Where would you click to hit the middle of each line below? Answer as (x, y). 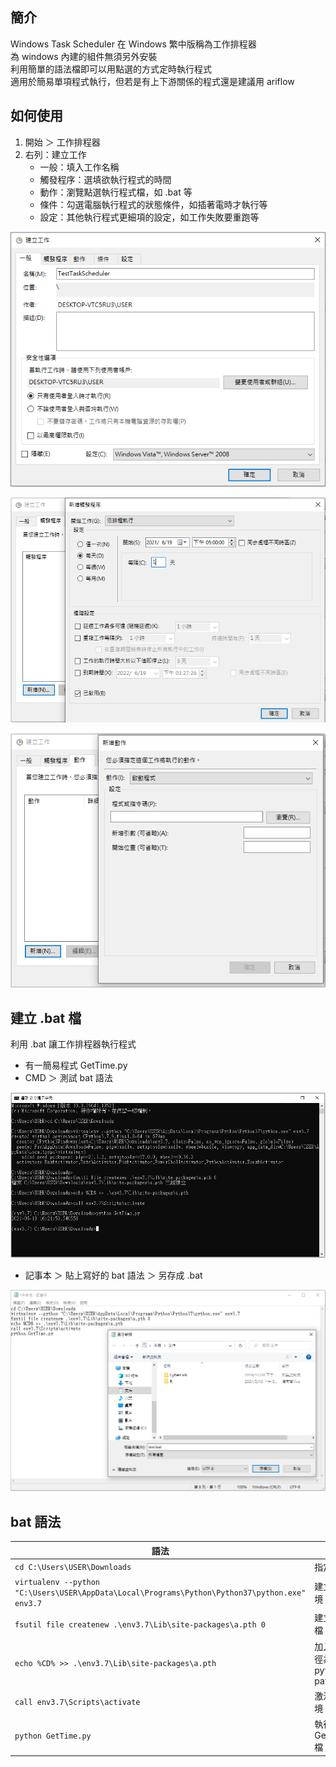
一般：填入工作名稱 (79, 167)
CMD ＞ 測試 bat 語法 (68, 1078)
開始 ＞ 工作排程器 (62, 142)
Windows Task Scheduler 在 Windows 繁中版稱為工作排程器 (133, 44)
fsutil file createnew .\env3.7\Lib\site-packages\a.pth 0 (140, 1624)
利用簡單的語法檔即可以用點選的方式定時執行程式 (111, 69)
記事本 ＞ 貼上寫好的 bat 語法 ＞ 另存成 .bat (113, 1275)
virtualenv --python (57, 1583)
